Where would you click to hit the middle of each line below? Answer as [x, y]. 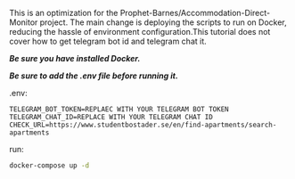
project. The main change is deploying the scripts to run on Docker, [163, 22]
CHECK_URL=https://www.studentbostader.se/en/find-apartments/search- [143, 125]
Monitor [24, 22]
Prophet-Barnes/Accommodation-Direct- [195, 13]
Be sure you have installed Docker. [75, 58]
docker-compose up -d [49, 166]
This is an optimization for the [64, 13]
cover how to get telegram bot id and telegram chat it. [108, 41]
